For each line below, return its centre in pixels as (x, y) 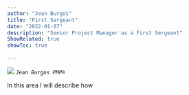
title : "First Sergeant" (43, 20)
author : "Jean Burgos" (40, 13)
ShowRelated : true (33, 39)
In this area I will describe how (50, 85)
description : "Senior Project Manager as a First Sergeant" (95, 33)
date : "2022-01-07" (35, 26)
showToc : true (27, 45)
